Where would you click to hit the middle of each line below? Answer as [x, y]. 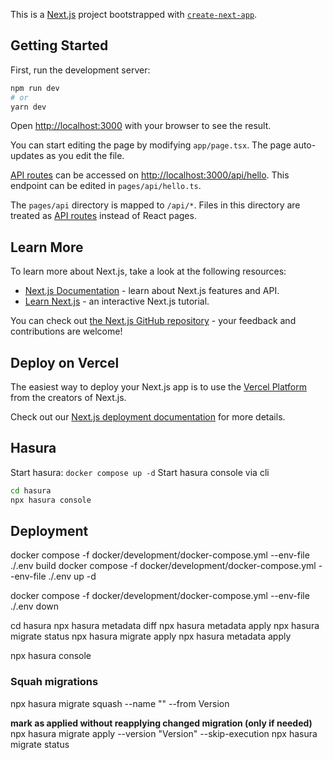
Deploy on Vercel [65, 362]
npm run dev [35, 88]
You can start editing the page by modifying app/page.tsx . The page [151, 145]
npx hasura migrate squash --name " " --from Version [120, 703]
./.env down [35, 606]
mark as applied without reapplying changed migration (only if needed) [161, 723]
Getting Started [59, 45]
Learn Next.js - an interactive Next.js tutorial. [117, 301]
